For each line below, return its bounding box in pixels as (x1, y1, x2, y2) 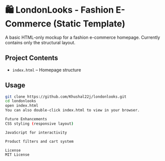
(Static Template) (53, 18, 126, 29)
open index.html (5, 103, 38, 108)
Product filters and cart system (5, 139, 74, 144)
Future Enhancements (5, 117, 48, 122)
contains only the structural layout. (5, 39, 75, 45)
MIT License (5, 152, 30, 158)
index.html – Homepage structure (12, 67, 81, 73)
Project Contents (5, 54, 58, 62)
